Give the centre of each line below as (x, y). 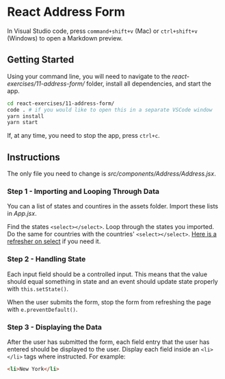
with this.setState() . (38, 289)
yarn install (26, 116)
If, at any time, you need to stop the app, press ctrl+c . (83, 136)
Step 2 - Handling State (47, 259)
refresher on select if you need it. (54, 241)
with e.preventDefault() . (42, 309)
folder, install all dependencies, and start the (149, 84)
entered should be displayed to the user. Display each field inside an (103, 349)
